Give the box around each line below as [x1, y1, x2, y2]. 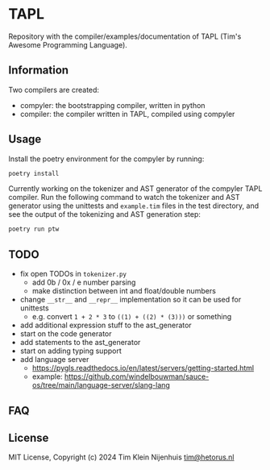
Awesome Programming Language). [8, 40, 127, 49]
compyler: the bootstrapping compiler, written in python [19, 100, 206, 110]
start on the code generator [19, 329, 112, 339]
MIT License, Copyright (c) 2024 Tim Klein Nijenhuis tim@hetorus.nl [8, 452, 235, 462]
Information [8, 64, 69, 77]
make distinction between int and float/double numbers [31, 286, 216, 296]
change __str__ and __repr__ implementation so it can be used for [19, 295, 242, 305]
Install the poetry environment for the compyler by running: [8, 154, 205, 164]
